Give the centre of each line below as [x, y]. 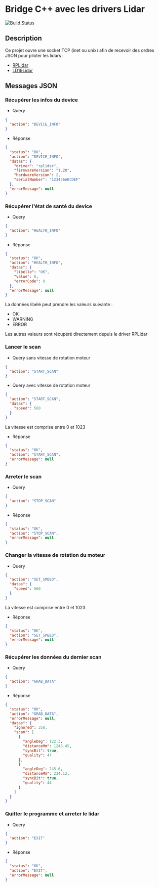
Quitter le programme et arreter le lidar [52, 814]
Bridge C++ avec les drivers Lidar [75, 9]
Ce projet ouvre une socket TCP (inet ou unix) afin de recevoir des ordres [80, 50]
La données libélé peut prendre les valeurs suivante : [59, 305]
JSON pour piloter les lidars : [34, 55]
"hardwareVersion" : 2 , [37, 175]
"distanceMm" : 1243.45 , [47, 746]
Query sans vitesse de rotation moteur [51, 357]
